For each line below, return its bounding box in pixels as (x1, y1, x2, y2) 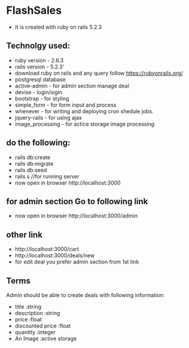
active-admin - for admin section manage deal (14, 82, 130, 89)
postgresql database (14, 75, 66, 83)
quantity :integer (14, 329, 56, 335)
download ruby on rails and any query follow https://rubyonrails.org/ (14, 69, 184, 77)
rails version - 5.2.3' (14, 63, 65, 70)
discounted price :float (14, 322, 71, 329)
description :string (14, 310, 60, 316)
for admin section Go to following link (6, 196, 148, 207)
